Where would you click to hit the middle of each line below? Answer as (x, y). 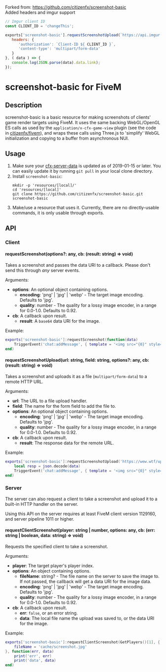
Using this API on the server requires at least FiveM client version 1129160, (81, 514)
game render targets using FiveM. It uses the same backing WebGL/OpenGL (83, 122)
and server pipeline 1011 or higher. (40, 519)
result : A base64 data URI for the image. (60, 321)
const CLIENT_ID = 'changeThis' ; (40, 26)
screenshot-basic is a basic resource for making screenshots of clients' (78, 117)
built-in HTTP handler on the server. (42, 504)
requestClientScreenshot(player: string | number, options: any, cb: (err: (80, 530)
